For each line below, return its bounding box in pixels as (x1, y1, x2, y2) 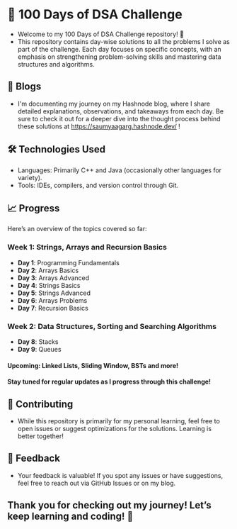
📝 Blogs (7, 81, 42, 93)
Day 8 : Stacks (17, 337, 59, 346)
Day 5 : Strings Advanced (17, 289, 91, 297)
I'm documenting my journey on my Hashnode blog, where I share (17, 99, 211, 108)
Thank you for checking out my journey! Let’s (7, 499, 212, 511)
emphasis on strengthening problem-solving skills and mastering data (17, 52, 221, 61)
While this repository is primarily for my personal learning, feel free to (17, 416, 221, 425)
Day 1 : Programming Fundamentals (17, 258, 120, 267)
